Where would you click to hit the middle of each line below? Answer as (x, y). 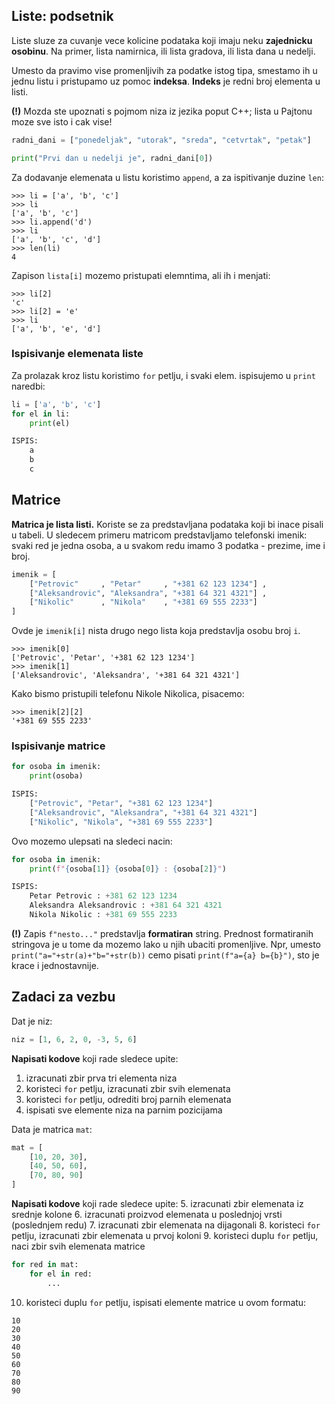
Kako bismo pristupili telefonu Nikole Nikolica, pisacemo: (128, 694)
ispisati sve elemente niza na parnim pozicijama (124, 1110)
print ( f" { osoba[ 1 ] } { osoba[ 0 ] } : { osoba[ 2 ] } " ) (128, 869)
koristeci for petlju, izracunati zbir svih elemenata (128, 1088)
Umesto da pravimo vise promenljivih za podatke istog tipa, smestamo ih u (164, 70)
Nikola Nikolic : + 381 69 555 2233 (103, 915)
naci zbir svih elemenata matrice (78, 1246)
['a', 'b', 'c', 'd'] (56, 239)
